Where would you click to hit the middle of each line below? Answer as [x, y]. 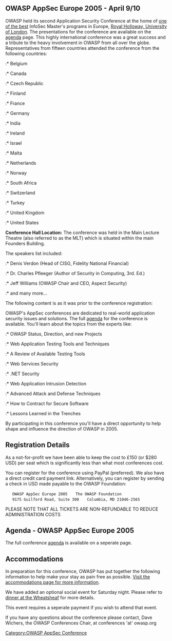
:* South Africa [21, 183]
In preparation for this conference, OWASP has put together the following [83, 571]
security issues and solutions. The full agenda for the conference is [77, 318]
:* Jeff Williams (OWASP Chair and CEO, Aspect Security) [66, 283]
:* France [15, 103]
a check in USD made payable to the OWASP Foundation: [66, 483]
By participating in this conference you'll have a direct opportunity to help [83, 423]
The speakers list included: [34, 253]
